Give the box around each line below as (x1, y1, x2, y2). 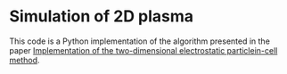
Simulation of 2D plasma (9, 6, 194, 27)
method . (9, 54, 40, 65)
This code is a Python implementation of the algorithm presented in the (9, 36, 270, 46)
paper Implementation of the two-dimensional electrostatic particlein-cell (9, 45, 278, 55)
